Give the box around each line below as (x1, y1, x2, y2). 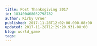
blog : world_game (5, 29, 40, 34)
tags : (5, 34, 16, 39)
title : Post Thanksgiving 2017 (5, 7, 68, 12)
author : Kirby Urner (5, 16, 47, 21)
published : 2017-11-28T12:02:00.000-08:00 (5, 20, 92, 25)
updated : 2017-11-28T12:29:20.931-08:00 (5, 25, 88, 30)
